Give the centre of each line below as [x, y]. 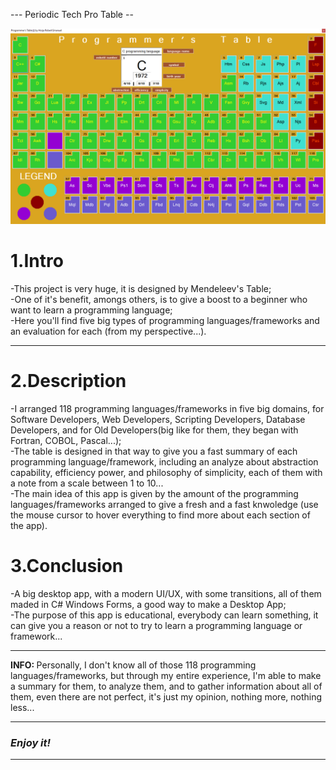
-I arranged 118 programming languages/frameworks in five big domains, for [167, 408]
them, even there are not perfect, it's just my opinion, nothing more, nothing [166, 696]
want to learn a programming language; [91, 310]
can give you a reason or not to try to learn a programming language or [156, 625]
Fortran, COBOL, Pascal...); [66, 440]
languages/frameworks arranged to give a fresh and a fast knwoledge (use [164, 504]
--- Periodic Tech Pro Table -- [72, 14]
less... [22, 707]
